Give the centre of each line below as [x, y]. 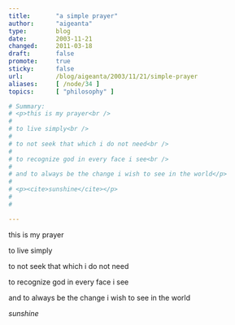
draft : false [41, 54]
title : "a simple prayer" [63, 16]
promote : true [39, 62]
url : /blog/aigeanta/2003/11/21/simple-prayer [103, 76]
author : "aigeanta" [50, 24]
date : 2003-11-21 [50, 39]
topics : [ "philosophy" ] [61, 91]
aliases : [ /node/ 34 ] [54, 84]
